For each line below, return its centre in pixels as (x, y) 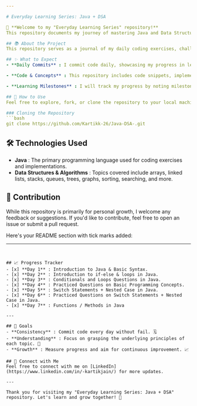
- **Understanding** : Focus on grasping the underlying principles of (95, 338)
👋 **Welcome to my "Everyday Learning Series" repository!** (82, 27)
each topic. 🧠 (23, 344)
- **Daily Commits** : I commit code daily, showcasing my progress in (95, 65)
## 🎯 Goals (19, 326)
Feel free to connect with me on (47, 366)
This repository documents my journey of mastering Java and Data (89, 33)
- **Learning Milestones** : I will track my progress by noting (87, 86)
